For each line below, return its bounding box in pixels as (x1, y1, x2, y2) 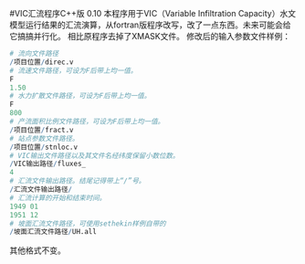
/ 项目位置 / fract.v (9, 125, 75, 134)
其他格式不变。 (9, 245, 66, 256)
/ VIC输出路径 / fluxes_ (9, 159, 87, 169)
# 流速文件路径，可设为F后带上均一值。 (9, 66, 138, 75)
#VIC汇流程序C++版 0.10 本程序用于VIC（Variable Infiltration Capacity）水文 (9, 8, 297, 18)
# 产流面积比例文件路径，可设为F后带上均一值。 (9, 117, 165, 126)
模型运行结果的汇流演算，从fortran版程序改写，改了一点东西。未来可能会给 (9, 19, 291, 30)
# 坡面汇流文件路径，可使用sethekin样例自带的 (9, 218, 166, 228)
